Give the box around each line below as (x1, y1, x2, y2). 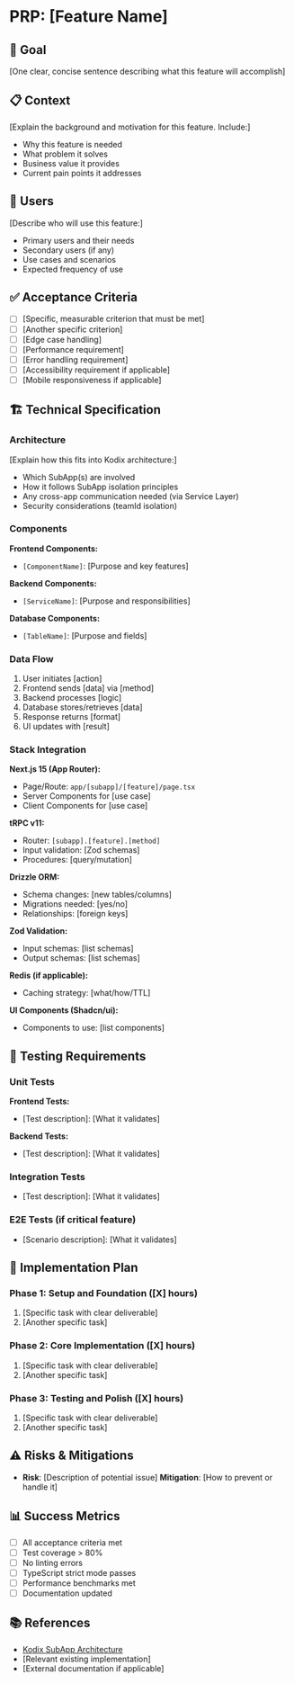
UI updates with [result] (22, 721, 111, 732)
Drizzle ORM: (9, 872, 60, 882)
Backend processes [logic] (22, 693, 122, 703)
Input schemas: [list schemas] (22, 943, 134, 954)
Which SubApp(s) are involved (22, 471, 136, 482)
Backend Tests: (9, 1131, 69, 1141)
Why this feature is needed (22, 139, 123, 149)
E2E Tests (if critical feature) (9, 1213, 137, 1226)
